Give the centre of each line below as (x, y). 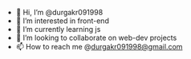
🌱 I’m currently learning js (58, 29)
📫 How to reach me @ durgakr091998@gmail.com (99, 47)
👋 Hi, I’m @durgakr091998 (59, 12)
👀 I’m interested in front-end (63, 21)
